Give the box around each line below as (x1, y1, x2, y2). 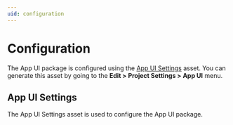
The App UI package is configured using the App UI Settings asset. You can (7, 64, 226, 72)
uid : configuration (7, 10, 65, 18)
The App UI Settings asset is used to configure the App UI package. (7, 110, 204, 119)
